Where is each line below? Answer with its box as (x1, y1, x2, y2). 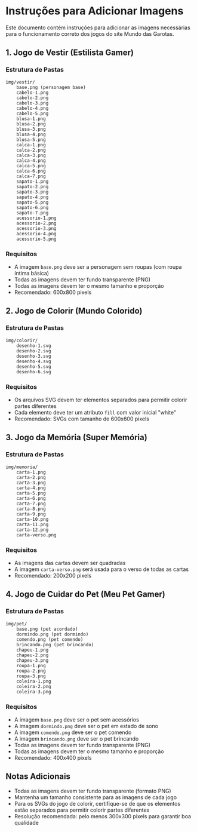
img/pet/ (5, 621, 27, 627)
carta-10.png (16, 516, 49, 522)
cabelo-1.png (16, 90, 49, 96)
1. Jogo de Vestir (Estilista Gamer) (5, 48, 134, 58)
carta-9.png (16, 511, 46, 517)
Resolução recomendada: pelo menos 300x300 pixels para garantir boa (14, 812, 192, 819)
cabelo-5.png (16, 110, 49, 116)
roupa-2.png (16, 668, 46, 674)
